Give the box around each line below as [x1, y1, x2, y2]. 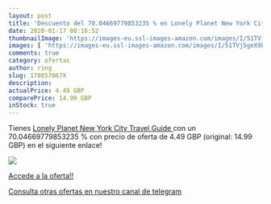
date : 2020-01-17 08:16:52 [8, 27, 99, 35]
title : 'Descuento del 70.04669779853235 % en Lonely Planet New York [8, 19, 251, 27]
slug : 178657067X [8, 71, 67, 80]
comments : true [8, 49, 60, 57]
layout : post [8, 11, 52, 20]
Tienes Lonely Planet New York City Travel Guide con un [8, 124, 196, 133]
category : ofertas [8, 57, 70, 65]
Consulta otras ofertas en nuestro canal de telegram [8, 186, 182, 197]
